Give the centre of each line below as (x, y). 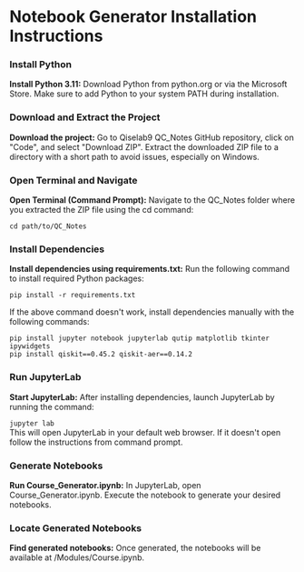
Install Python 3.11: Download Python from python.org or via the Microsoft (148, 85)
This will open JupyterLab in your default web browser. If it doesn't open (145, 432)
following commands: (49, 322)
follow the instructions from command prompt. (96, 442)
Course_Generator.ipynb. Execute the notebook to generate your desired (145, 495)
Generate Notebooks (56, 466)
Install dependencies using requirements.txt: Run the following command (150, 269)
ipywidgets (30, 346)
